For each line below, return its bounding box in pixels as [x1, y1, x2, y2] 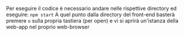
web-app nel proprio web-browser [6, 23, 90, 30]
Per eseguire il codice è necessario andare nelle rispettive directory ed [6, 5, 177, 12]
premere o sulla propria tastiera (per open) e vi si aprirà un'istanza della [6, 17, 179, 24]
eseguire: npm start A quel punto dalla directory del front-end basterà [6, 11, 175, 18]
